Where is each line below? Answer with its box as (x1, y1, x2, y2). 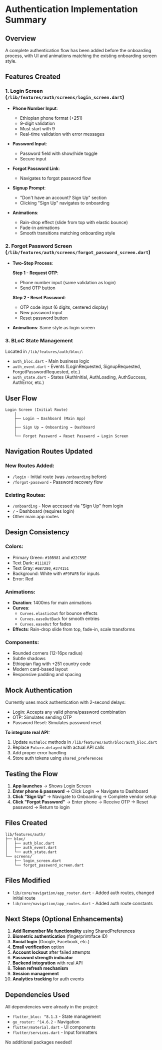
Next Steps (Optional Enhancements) (5, 915, 123, 923)
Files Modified (5, 876, 51, 885)
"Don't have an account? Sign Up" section (19, 194, 107, 200)
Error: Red (12, 575, 33, 582)
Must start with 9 (19, 125, 55, 131)
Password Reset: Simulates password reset (12, 720, 101, 726)
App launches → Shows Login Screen (12, 783, 91, 789)
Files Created (5, 818, 47, 827)
